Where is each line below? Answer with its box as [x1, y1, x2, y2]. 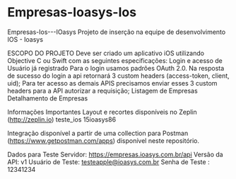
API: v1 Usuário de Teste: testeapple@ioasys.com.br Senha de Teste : [7, 157, 210, 166]
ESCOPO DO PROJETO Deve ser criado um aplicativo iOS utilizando [7, 49, 205, 57]
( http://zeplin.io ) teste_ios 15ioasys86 [7, 115, 117, 124]
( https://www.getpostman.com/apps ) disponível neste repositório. [7, 136, 200, 145]
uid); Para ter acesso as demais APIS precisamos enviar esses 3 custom [7, 79, 218, 87]
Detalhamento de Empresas [7, 93, 88, 103]
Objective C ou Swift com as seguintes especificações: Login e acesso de [7, 56, 223, 64]
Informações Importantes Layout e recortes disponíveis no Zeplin [7, 108, 198, 116]
